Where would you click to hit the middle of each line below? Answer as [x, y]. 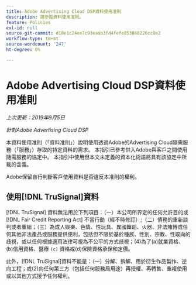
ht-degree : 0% [23, 50]
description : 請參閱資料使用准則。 [45, 17]
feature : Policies [28, 22]
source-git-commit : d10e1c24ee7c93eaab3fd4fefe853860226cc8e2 [83, 33]
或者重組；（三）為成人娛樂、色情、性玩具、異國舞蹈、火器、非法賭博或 [97, 226]
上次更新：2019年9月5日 [36, 117]
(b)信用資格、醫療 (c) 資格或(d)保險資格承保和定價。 [70, 249]
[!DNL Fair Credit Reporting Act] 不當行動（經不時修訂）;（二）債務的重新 [94, 219]
